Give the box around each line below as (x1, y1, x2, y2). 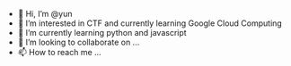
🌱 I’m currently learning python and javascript (17, 28, 187, 37)
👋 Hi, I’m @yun (17, 9, 73, 19)
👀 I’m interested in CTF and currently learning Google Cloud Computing (17, 18, 283, 29)
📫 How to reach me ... (17, 47, 101, 57)
